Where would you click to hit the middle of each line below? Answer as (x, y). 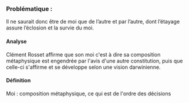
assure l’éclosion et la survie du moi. (50, 28)
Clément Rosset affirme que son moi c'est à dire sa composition (83, 54)
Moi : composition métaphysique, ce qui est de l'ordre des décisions (89, 94)
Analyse (16, 41)
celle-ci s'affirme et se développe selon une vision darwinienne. (83, 67)
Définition (18, 81)
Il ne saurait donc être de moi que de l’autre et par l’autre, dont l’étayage (93, 22)
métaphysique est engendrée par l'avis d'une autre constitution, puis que (95, 61)
